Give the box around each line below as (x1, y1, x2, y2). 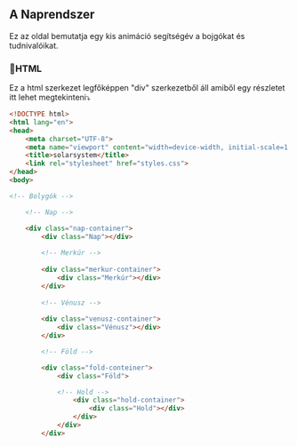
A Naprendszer (9, 7, 95, 22)
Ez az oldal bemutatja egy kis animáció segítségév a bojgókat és (9, 30, 245, 41)
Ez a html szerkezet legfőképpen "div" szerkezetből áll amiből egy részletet (9, 83, 285, 93)
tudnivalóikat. (9, 40, 60, 51)
